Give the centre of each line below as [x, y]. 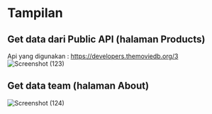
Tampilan [35, 13]
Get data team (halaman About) [78, 86]
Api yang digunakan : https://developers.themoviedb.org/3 [93, 56]
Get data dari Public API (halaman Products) [106, 39]
